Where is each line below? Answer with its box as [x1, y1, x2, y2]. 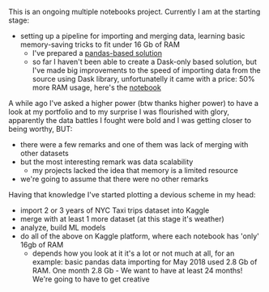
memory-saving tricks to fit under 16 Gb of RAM [19, 40, 181, 49]
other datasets [19, 149, 69, 158]
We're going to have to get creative [32, 274, 150, 284]
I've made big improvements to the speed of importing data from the [32, 66, 261, 75]
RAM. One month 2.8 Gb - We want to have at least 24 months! [32, 266, 243, 275]
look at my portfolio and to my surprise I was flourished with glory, [8, 107, 229, 116]
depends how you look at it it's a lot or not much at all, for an [32, 248, 235, 258]
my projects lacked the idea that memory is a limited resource [32, 166, 239, 175]
